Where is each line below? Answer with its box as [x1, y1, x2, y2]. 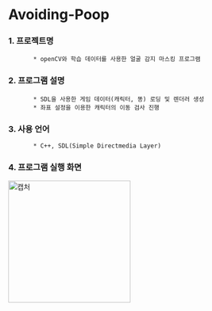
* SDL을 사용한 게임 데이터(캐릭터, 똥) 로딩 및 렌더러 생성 [33, 95, 205, 103]
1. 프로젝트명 [8, 36, 54, 47]
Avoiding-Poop [8, 6, 110, 24]
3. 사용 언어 [8, 123, 50, 134]
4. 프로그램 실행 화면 [8, 162, 82, 172]
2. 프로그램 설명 [8, 75, 65, 86]
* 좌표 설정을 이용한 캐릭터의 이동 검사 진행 [33, 103, 160, 112]
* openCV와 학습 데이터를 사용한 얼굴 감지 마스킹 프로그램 [33, 56, 201, 63]
